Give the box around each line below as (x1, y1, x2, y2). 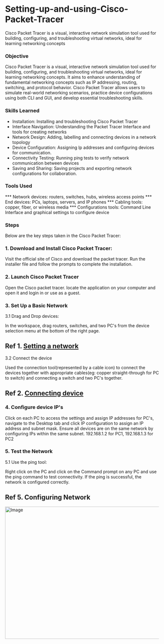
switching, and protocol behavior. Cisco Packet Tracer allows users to (5, 85, 145, 91)
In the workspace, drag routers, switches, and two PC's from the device (5, 323, 150, 329)
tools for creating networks (12, 129, 67, 135)
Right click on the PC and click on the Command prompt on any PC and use (5, 469, 157, 475)
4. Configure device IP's (5, 404, 63, 411)
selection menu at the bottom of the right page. (5, 328, 100, 334)
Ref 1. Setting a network (5, 342, 79, 351)
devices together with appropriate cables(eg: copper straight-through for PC (5, 370, 159, 376)
